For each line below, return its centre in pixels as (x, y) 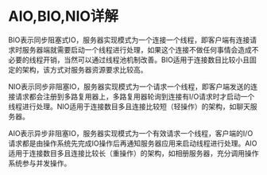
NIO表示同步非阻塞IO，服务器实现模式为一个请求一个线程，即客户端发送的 (130, 86)
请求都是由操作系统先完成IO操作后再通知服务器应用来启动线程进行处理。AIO (133, 143)
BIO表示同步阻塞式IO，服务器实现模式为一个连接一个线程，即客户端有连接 (129, 40)
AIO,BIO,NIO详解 (64, 16)
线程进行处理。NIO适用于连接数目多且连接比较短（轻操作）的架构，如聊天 (130, 106)
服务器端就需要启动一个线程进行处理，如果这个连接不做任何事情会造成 (137, 49)
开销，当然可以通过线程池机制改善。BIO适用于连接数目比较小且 (146, 60)
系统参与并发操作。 (40, 163)
